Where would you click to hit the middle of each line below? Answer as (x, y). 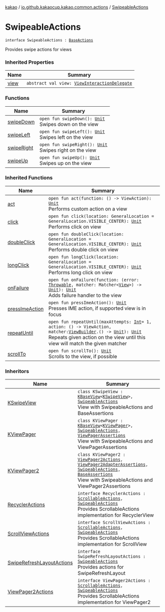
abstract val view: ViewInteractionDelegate (79, 83)
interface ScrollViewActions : (114, 523)
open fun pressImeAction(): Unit (87, 303)
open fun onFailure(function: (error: (94, 280)
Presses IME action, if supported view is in (97, 308)
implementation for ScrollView (112, 544)
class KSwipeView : (100, 392)
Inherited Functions (29, 178)
